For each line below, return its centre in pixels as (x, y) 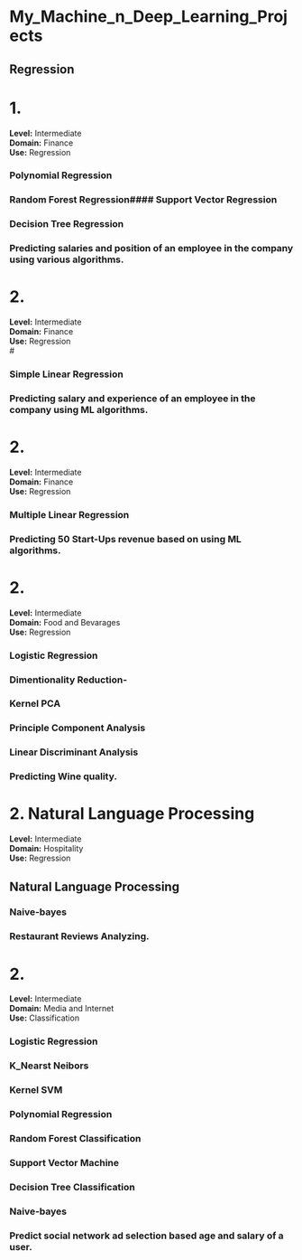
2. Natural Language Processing (132, 814)
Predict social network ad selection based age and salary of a (146, 1236)
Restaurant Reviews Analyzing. (80, 936)
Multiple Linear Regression (69, 514)
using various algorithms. (67, 259)
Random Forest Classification (75, 1138)
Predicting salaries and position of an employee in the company (151, 249)
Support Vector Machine (64, 1162)
